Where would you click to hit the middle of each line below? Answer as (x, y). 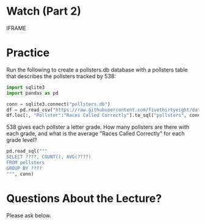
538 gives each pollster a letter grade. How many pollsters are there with (98, 127)
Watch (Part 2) (44, 11)
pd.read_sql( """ (27, 151)
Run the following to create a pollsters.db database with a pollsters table (97, 70)
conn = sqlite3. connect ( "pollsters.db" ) (59, 104)
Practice (28, 53)
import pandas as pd (33, 93)
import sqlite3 (26, 87)
